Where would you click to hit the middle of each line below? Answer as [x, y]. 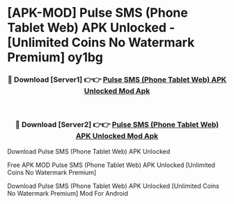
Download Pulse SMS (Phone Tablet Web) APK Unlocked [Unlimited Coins [113, 186]
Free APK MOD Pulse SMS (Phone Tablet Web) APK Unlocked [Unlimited [111, 165]
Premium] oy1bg [55, 58]
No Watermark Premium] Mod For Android [68, 193]
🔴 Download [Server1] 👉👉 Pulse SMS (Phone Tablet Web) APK [117, 80]
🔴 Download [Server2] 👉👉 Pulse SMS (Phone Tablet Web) [117, 125]
